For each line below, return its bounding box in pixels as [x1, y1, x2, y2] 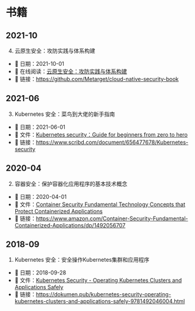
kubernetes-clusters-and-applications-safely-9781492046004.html [14, 298, 185, 305]
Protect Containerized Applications [14, 207, 103, 215]
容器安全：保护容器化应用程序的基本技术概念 [14, 180, 128, 187]
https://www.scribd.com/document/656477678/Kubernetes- [35, 138, 189, 146]
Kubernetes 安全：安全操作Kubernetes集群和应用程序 [14, 256, 150, 263]
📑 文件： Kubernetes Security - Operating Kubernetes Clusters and [14, 277, 182, 284]
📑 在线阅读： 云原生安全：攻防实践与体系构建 [14, 68, 127, 75]
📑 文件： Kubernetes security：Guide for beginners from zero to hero [14, 130, 188, 138]
